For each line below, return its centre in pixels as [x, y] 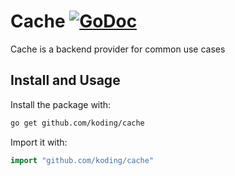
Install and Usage [65, 80]
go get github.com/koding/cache [77, 123]
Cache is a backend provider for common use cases [118, 49]
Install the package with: [61, 104]
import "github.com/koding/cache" [82, 160]
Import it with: [39, 142]
